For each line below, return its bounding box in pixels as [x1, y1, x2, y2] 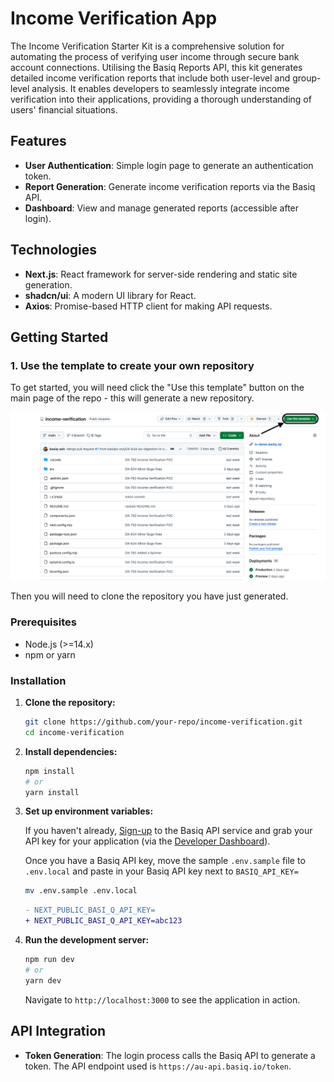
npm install [24, 766, 75, 776]
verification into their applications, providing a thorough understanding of [10, 93, 312, 105]
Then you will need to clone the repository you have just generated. [10, 590, 289, 602]
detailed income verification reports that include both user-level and [10, 72, 291, 84]
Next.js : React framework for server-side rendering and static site [24, 268, 298, 280]
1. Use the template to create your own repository [10, 358, 255, 372]
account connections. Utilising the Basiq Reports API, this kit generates [10, 61, 303, 73]
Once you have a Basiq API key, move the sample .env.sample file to [24, 855, 306, 867]
